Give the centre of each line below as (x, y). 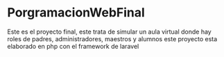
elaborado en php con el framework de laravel (73, 46)
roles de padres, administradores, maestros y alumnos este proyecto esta (112, 38)
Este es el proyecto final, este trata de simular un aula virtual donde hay (109, 32)
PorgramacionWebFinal (76, 13)
